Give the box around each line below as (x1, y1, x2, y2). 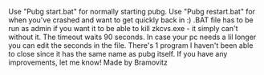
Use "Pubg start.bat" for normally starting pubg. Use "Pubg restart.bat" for (8, 7, 255, 16)
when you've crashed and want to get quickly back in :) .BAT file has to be (8, 15, 254, 25)
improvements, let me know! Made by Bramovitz (8, 57, 169, 67)
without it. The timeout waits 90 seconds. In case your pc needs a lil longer (8, 32, 257, 41)
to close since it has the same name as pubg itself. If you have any (8, 49, 228, 58)
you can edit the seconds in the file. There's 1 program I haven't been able (8, 41, 254, 50)
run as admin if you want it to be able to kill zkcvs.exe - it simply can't (8, 24, 238, 33)
